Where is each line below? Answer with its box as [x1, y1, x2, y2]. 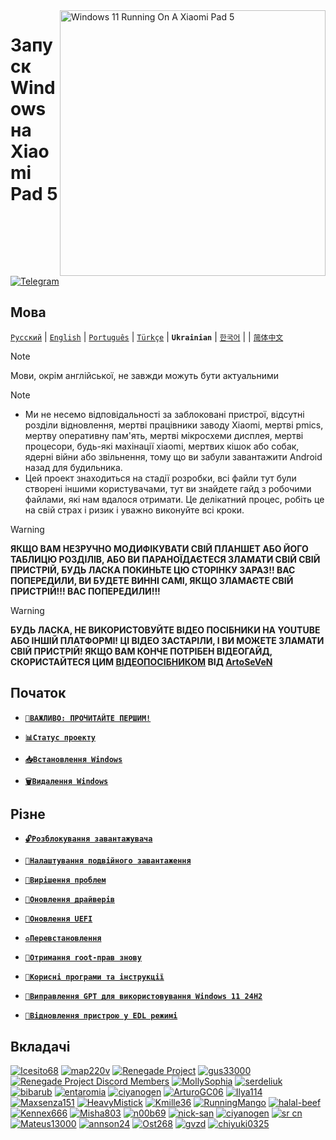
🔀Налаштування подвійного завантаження [24, 856, 192, 866]
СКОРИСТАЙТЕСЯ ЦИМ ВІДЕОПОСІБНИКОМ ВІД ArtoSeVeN [10, 655, 273, 668]
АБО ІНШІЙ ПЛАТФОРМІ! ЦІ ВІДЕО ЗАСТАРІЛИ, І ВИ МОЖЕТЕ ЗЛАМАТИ [10, 634, 325, 646]
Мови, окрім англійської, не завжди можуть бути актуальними [10, 369, 280, 381]
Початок [10, 685, 67, 702]
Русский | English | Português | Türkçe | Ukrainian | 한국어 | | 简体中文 [10, 330, 284, 343]
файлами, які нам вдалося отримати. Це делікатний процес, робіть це [24, 493, 325, 505]
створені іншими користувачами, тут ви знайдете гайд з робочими [24, 482, 312, 494]
